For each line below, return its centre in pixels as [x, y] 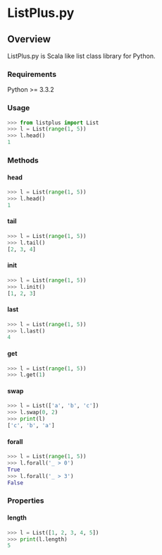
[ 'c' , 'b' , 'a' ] [31, 426]
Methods [23, 160]
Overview [29, 39]
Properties [26, 501]
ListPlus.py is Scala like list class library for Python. [81, 56]
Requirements [32, 74]
